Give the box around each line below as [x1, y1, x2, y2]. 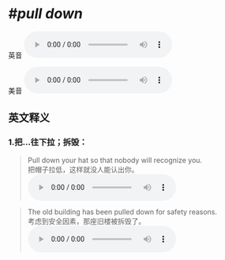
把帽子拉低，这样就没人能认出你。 [27, 165, 139, 174]
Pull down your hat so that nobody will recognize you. [27, 155, 203, 165]
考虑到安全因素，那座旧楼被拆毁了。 [27, 216, 146, 225]
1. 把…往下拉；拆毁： [8, 137, 88, 148]
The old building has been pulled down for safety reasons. [27, 206, 218, 217]
